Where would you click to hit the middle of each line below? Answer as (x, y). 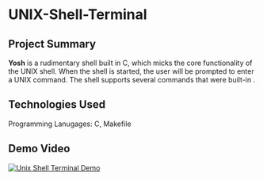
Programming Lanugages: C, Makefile (70, 124)
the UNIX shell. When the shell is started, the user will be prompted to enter (131, 71)
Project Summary (52, 44)
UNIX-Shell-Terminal (78, 15)
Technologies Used (57, 105)
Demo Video (39, 149)
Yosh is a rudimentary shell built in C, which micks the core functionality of (130, 63)
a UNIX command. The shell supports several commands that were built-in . (132, 80)
